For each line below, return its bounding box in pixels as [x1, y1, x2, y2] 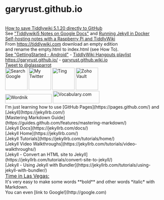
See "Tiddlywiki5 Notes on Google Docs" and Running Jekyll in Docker [5, 30, 150, 36]
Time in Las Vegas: [5, 172, 50, 179]
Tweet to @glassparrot [5, 62, 52, 68]
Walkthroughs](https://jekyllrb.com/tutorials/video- [33, 140, 137, 147]
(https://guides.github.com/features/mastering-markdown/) [5, 120, 127, 126]
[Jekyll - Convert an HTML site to [5, 151, 73, 157]
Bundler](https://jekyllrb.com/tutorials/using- [59, 162, 151, 168]
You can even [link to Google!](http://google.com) [5, 189, 107, 195]
